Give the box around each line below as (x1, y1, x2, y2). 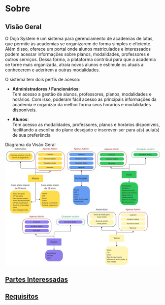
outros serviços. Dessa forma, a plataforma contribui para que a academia (5, 57, 156, 62)
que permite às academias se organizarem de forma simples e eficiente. (5, 41, 152, 47)
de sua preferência (12, 132, 51, 138)
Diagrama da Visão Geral (5, 142, 56, 148)
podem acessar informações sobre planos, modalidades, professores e (5, 51, 150, 57)
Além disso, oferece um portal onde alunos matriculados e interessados (5, 46, 151, 52)
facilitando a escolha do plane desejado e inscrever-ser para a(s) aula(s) (12, 127, 160, 133)
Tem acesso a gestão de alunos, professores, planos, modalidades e (12, 91, 152, 97)
